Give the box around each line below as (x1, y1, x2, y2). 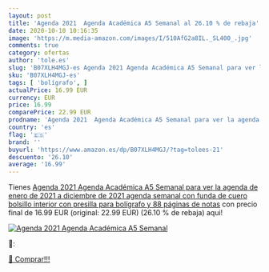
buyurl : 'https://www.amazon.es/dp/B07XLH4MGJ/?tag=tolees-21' (8, 146, 224, 154)
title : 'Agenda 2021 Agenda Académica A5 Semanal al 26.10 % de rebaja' (8, 19, 260, 27)
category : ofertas (8, 49, 70, 57)
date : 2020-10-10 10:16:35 (8, 26, 98, 34)
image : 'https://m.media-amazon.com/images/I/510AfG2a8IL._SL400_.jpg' (8, 34, 252, 42)
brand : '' (8, 138, 42, 146)
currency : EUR (8, 94, 56, 102)
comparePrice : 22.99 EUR (8, 109, 91, 117)
